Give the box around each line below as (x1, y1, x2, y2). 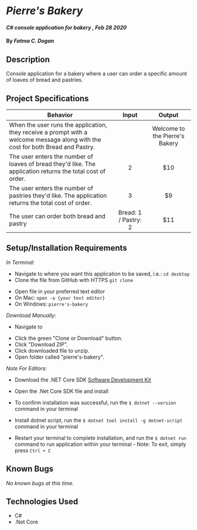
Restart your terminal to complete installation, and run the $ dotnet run (14, 434, 186, 441)
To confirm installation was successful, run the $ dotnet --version (14, 399, 176, 406)
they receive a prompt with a (9, 128, 88, 136)
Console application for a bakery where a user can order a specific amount (6, 70, 188, 77)
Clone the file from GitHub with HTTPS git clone (14, 276, 134, 283)
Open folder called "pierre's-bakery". (14, 353, 104, 360)
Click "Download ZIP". (14, 340, 69, 348)
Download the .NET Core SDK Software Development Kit (14, 376, 151, 383)
